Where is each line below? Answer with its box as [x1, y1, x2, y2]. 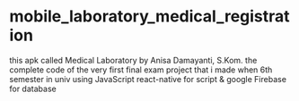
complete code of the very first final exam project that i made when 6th [9, 64, 273, 75]
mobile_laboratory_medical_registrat [9, 6, 290, 27]
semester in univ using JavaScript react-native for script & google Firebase [9, 73, 287, 84]
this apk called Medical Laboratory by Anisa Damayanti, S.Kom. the [9, 55, 258, 65]
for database [9, 83, 57, 94]
